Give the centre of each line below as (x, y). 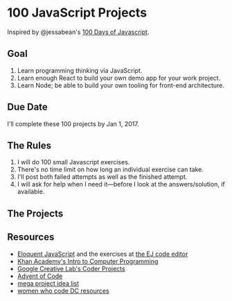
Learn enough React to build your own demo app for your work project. (119, 78)
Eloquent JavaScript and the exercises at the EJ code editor (102, 254)
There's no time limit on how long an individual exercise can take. (110, 170)
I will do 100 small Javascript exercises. (73, 162)
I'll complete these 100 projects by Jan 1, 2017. (73, 123)
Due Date (28, 107)
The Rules (29, 145)
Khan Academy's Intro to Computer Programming (88, 261)
